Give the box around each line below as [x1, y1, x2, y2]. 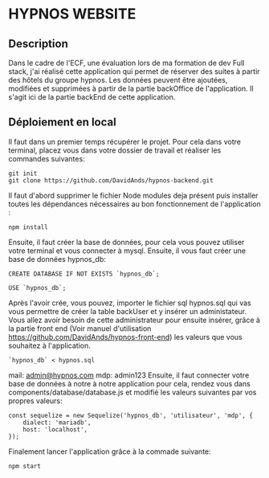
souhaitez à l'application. [8, 341, 91, 350]
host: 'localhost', [22, 425, 88, 434]
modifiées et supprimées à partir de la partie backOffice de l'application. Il [8, 84, 255, 93]
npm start [8, 462, 42, 470]
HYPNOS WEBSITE [8, 5, 137, 23]
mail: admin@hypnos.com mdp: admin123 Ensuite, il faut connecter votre [8, 370, 250, 380]
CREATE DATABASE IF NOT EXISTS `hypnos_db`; [8, 270, 160, 278]
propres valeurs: [8, 395, 63, 406]
